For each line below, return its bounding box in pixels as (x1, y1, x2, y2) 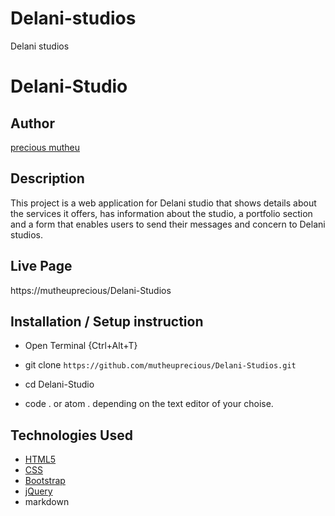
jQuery (24, 485, 53, 497)
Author (10, 115, 55, 132)
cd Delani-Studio (24, 378, 95, 391)
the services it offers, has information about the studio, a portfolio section (10, 207, 313, 219)
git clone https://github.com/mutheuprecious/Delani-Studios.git (24, 359, 297, 371)
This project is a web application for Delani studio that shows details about (10, 197, 317, 209)
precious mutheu (10, 141, 81, 153)
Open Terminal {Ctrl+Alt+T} (24, 340, 138, 352)
